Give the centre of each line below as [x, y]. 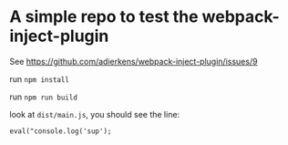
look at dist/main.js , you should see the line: [95, 114]
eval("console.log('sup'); [61, 131]
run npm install [40, 78]
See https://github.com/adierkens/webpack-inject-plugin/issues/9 [134, 61]
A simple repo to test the [104, 17]
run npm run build [43, 97]
